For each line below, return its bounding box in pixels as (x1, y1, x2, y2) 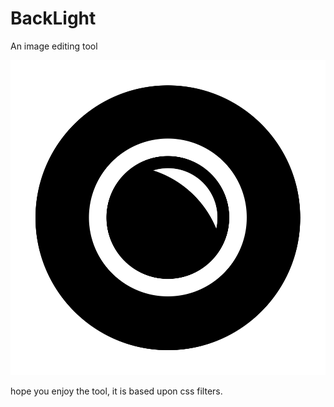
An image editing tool (10, 40, 98, 52)
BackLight (10, 7, 97, 30)
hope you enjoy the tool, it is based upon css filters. (10, 385, 223, 397)
